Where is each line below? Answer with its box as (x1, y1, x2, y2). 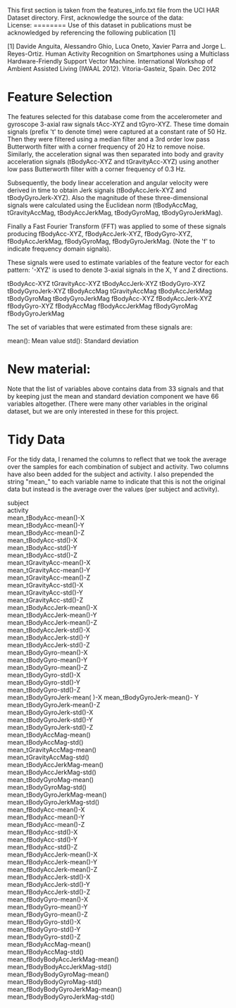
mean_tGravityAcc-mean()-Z (7, 573, 91, 582)
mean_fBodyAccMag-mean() (7, 940, 92, 948)
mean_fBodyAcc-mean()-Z (7, 820, 85, 828)
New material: (7, 361, 91, 378)
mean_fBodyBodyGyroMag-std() (7, 977, 102, 985)
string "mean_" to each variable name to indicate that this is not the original (7, 477, 225, 485)
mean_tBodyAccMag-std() (7, 738, 84, 746)
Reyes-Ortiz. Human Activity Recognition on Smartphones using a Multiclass (7, 49, 230, 58)
